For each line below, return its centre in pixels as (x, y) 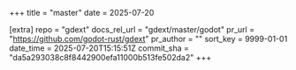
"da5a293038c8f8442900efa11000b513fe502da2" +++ (110, 57)
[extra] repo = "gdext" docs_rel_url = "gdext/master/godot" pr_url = (132, 29)
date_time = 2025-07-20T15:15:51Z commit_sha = (99, 48)
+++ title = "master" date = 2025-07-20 (82, 13)
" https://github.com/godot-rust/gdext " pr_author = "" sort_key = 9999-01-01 (148, 39)
